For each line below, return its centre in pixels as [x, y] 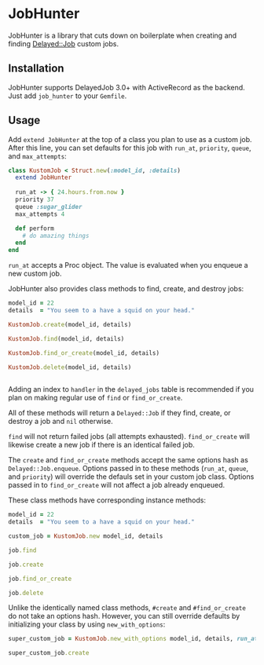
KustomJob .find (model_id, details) [66, 338]
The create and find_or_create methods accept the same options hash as [128, 460]
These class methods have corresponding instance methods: [107, 500]
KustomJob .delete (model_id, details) [70, 367]
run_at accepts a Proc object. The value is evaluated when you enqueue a [128, 265]
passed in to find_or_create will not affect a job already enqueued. [117, 485]
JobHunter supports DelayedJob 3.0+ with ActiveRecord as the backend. [126, 87]
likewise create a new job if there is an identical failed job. [101, 445]
